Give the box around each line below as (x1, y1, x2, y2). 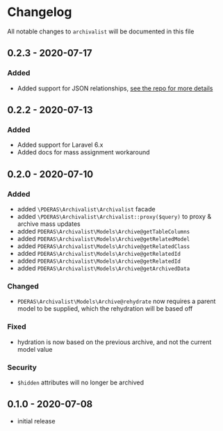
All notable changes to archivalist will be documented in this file (7, 27, 195, 35)
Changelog (7, 4, 72, 20)
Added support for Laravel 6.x (17, 140, 104, 149)
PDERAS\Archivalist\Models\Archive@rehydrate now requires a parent (17, 297, 216, 306)
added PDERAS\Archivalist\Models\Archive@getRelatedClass (17, 242, 190, 250)
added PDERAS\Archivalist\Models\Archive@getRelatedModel (17, 234, 190, 243)
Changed (7, 281, 40, 291)
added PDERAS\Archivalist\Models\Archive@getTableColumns (17, 227, 190, 235)
